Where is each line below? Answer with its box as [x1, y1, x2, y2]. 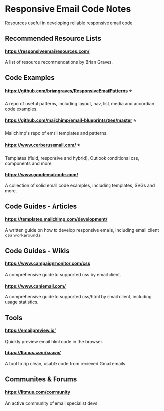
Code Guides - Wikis [5, 246, 70, 255]
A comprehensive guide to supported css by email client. [5, 271, 121, 277]
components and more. [5, 160, 53, 166]
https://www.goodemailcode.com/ [5, 172, 78, 177]
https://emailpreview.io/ [5, 327, 56, 333]
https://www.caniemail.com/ [5, 283, 66, 289]
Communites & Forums [5, 375, 77, 384]
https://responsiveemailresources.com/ [5, 48, 90, 54]
